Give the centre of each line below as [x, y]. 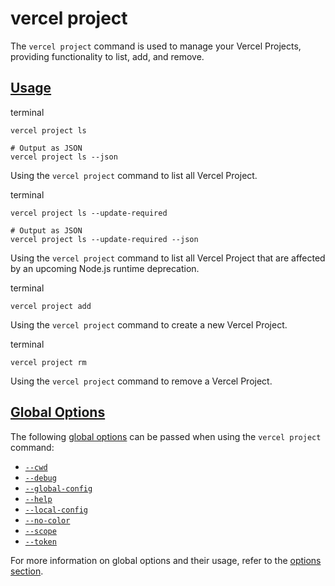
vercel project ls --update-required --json [104, 239]
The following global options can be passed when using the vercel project [166, 436]
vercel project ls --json [64, 157]
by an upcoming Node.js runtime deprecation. [105, 268]
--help [38, 499]
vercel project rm [48, 362]
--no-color [47, 520]
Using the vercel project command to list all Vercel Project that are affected [168, 258]
